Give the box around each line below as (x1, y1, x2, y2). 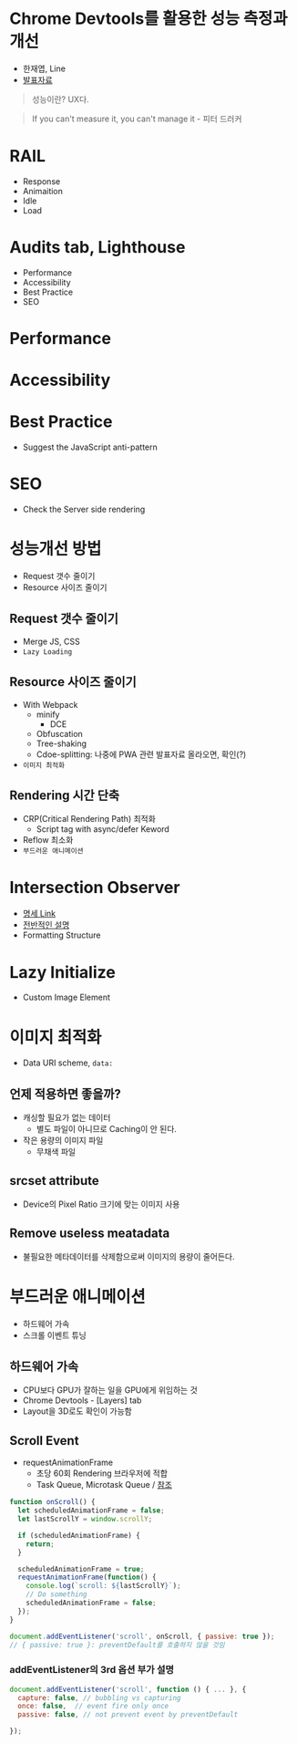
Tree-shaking (36, 738, 87, 749)
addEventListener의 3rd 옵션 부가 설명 (9, 1664, 175, 1677)
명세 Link (22, 908, 56, 919)
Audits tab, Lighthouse (9, 237, 186, 258)
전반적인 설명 (22, 919, 70, 930)
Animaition (22, 185, 64, 196)
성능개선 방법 (9, 539, 102, 559)
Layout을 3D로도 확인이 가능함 (22, 1406, 132, 1417)
